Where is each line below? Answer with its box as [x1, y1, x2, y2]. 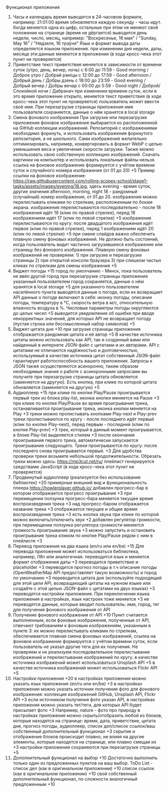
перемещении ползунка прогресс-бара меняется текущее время [12, 496, 154, 501]
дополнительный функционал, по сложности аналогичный [12, 776, 138, 782]
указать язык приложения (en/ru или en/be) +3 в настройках [12, 681, 143, 686]
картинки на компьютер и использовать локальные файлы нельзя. [12, 157, 156, 162]
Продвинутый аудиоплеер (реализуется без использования [12, 474, 141, 480]
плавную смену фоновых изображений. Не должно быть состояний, [12, 236, 159, 242]
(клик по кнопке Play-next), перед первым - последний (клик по [12, 421, 150, 427]
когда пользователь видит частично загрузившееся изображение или [12, 242, 163, 247]
